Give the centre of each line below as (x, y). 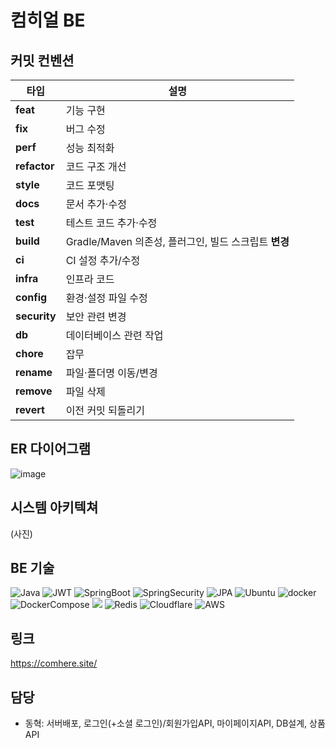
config (31, 297)
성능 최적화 (90, 148)
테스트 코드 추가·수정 (111, 223)
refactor (35, 166)
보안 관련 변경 (96, 316)
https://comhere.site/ (54, 663)
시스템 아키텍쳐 (54, 507)
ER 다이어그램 (51, 449)
